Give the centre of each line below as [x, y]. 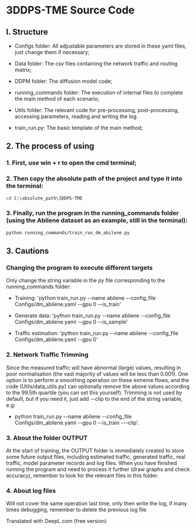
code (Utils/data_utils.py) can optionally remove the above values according [98, 386]
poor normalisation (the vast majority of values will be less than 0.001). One [97, 374]
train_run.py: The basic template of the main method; [79, 128]
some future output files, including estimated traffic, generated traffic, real [96, 457]
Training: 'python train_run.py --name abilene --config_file [85, 298]
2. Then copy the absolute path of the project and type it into [94, 178]
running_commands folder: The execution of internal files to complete [99, 92]
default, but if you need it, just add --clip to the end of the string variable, [94, 399]
